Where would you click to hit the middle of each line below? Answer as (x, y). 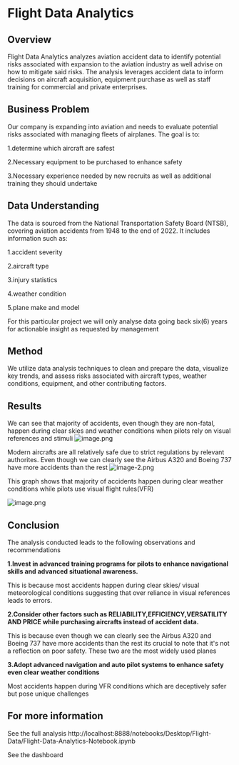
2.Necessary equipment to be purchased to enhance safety (95, 161)
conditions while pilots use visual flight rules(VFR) (81, 489)
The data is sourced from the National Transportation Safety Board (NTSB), (118, 223)
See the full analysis (37, 733)
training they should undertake (52, 183)
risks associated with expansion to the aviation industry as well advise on (115, 64)
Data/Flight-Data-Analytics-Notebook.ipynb (71, 741)
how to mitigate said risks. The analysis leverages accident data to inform (115, 72)
